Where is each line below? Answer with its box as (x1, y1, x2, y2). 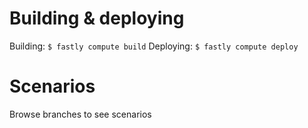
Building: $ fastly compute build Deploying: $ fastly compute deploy (9, 40, 299, 52)
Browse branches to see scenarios (9, 108, 152, 120)
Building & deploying (9, 7, 185, 30)
